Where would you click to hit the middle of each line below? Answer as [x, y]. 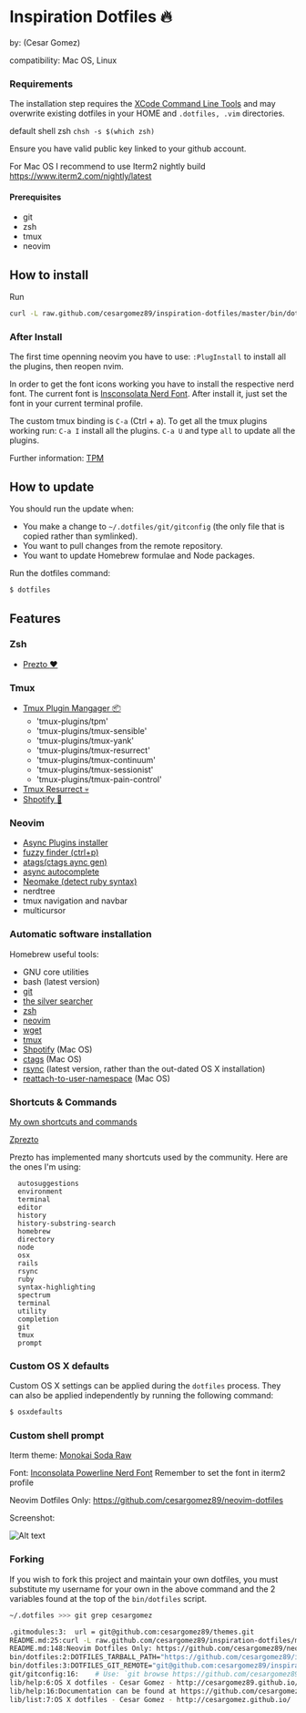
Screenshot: [32, 1518]
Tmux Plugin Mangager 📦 [71, 708]
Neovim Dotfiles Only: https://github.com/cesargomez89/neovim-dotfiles [147, 1501]
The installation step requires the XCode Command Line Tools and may [143, 104]
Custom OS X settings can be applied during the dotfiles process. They [145, 1386]
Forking [27, 1559]
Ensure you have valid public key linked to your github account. [128, 149]
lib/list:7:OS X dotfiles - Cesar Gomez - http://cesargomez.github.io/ [150, 1699]
